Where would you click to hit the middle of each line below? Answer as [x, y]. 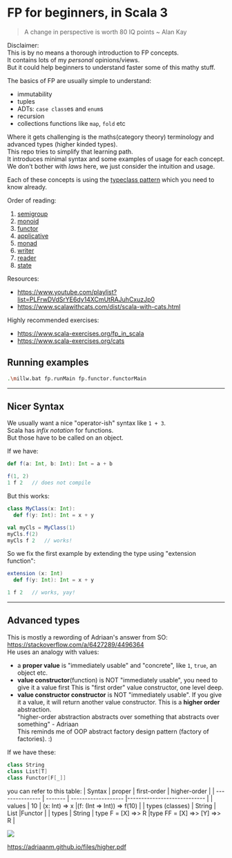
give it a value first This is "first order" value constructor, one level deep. [120, 687]
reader [27, 258]
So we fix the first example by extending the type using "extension [102, 554]
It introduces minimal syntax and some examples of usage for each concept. [116, 159]
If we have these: [32, 752]
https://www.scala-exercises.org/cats [71, 341]
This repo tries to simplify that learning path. [70, 151]
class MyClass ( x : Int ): [41, 509]
